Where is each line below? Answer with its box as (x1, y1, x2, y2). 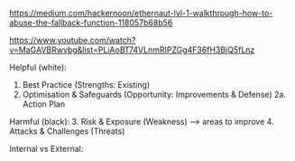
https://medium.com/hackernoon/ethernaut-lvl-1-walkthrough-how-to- (9, 8, 273, 18)
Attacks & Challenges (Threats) (9, 126, 125, 137)
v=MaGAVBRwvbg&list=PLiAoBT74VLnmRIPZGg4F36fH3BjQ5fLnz (9, 44, 255, 55)
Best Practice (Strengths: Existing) (22, 80, 151, 90)
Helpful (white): (9, 62, 68, 72)
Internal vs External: (9, 144, 84, 154)
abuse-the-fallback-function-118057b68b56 (9, 17, 173, 28)
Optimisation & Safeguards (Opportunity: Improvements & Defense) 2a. (22, 90, 287, 99)
